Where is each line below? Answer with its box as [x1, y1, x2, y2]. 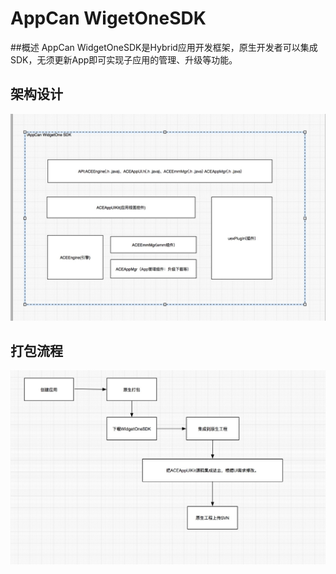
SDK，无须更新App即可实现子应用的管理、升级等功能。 [10, 53, 238, 66]
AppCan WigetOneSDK [10, 7, 207, 30]
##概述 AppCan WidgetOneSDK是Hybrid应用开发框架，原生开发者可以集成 [10, 41, 318, 53]
